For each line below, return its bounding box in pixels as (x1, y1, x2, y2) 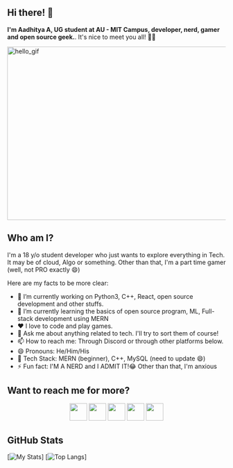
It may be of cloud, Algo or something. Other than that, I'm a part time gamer (7, 258, 226, 266)
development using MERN (34, 314, 109, 322)
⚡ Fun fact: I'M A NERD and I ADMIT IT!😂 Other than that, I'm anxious (17, 362, 217, 370)
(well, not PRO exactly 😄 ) (7, 265, 80, 274)
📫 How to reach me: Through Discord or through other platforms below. (17, 337, 224, 345)
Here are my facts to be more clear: (7, 279, 109, 287)
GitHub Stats (7, 434, 64, 446)
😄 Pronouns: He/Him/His (17, 347, 90, 355)
